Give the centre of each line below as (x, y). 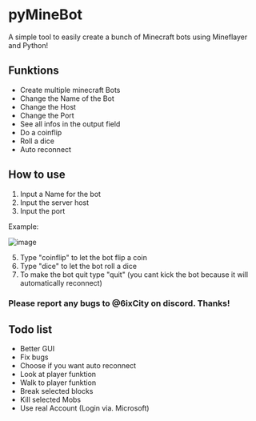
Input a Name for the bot (60, 194)
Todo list (30, 329)
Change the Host (48, 106)
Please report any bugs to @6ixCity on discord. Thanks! (119, 303)
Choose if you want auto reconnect (78, 366)
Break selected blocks (56, 391)
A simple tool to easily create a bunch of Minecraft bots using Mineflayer (128, 37)
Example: (24, 227)
